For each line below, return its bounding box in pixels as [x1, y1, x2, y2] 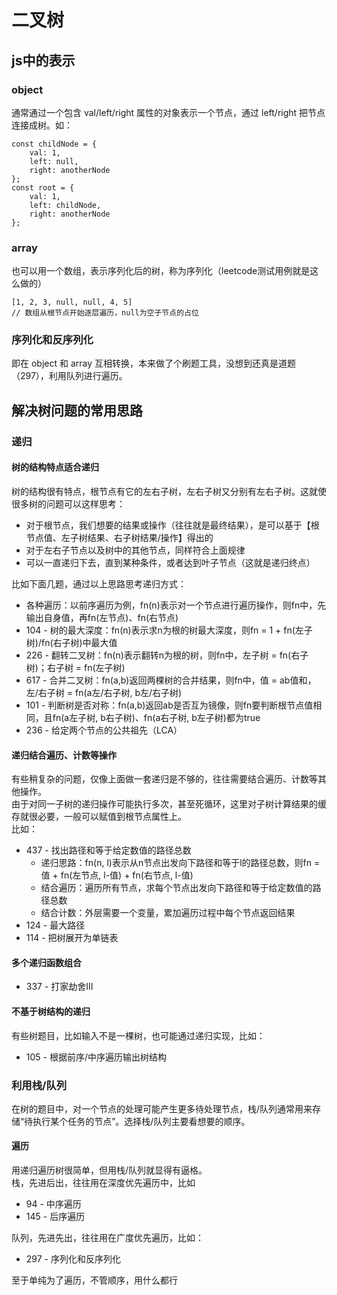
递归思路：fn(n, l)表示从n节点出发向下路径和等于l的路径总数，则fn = [40, 857, 321, 869]
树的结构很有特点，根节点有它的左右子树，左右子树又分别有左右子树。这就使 [11, 485, 327, 497]
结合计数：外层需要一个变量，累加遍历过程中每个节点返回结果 [40, 907, 296, 919]
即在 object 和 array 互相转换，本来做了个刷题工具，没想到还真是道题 [11, 357, 296, 370]
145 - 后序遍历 [25, 1211, 86, 1223]
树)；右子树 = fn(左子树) [25, 661, 126, 673]
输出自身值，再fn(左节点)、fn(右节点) [25, 611, 179, 623]
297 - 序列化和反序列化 [25, 1253, 121, 1265]
